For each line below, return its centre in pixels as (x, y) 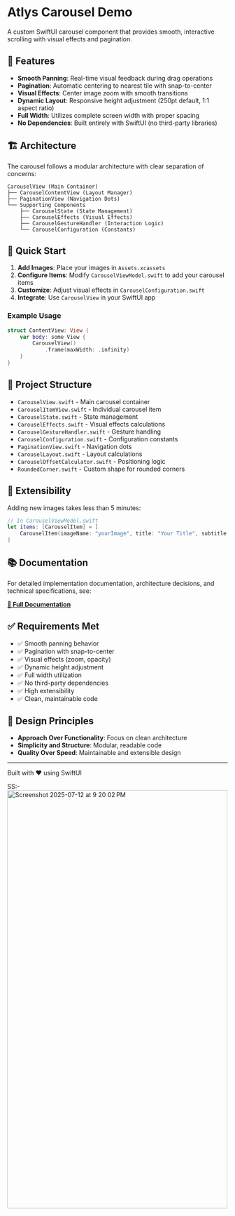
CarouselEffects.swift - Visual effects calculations (91, 424)
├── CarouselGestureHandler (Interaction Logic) (92, 223)
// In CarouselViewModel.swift (53, 521)
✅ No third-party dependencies (63, 683)
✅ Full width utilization (50, 675)
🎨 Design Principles (51, 721)
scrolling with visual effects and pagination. (70, 39)
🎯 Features (31, 61)
